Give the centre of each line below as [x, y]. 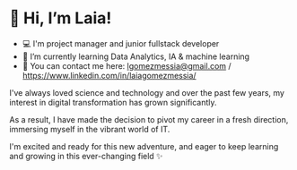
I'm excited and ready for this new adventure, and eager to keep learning [144, 146]
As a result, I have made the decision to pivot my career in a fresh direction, [149, 119]
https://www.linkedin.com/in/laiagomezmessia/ [109, 75]
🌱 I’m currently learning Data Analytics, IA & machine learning [135, 56]
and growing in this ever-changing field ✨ [86, 156]
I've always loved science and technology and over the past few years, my [147, 92]
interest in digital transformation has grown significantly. [113, 102]
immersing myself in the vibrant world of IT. [90, 129]
